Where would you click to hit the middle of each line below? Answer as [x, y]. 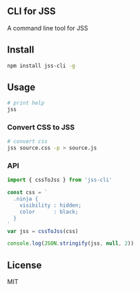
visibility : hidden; [50, 206]
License [24, 265]
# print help [26, 103]
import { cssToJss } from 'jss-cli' [60, 180]
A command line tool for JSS [48, 28]
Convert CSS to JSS [41, 127]
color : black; [49, 212]
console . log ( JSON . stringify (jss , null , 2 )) [71, 244]
